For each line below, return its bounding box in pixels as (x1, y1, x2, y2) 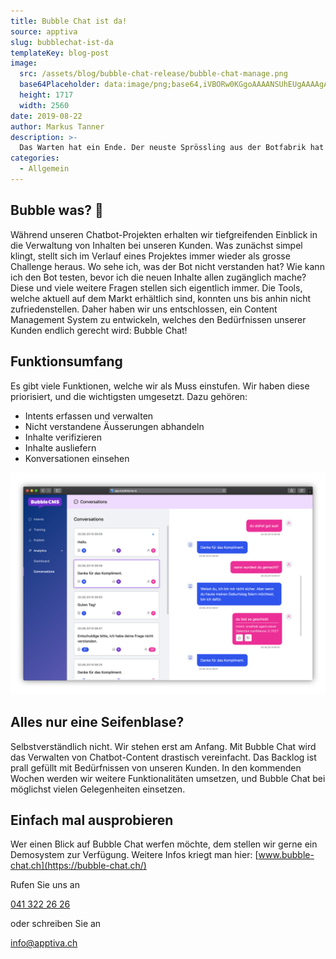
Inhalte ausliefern (24, 441, 97, 454)
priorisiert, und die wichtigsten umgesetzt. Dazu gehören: (10, 390, 248, 402)
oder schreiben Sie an (10, 918, 102, 930)
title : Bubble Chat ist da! (10, 16, 128, 26)
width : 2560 (19, 100, 70, 110)
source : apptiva (10, 26, 78, 37)
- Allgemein (19, 164, 70, 174)
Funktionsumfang (10, 353, 123, 370)
